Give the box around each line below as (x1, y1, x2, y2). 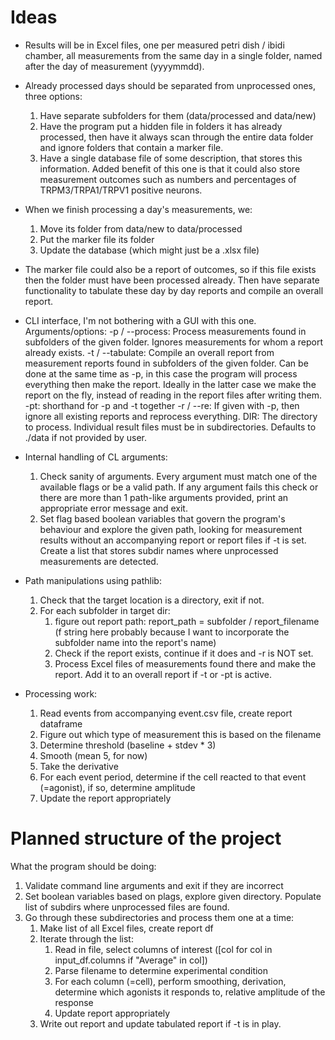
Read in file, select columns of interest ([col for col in (54, 943, 273, 955)
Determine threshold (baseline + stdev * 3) (39, 739, 217, 751)
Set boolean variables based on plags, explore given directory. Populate (24, 890, 322, 902)
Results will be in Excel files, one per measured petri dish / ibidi (24, 39, 285, 51)
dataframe (39, 717, 83, 730)
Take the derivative (39, 760, 119, 772)
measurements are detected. (39, 555, 159, 567)
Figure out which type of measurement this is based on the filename (39, 728, 322, 740)
